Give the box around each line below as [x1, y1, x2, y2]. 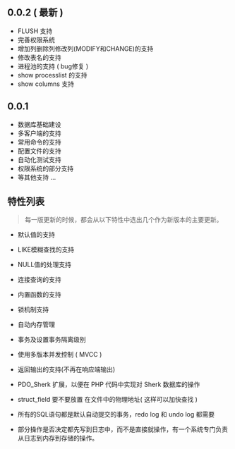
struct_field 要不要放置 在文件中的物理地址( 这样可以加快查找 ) [17, 395, 198, 404]
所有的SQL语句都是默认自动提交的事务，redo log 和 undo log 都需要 [17, 410, 215, 419]
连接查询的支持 [17, 276, 61, 284]
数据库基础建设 [17, 120, 61, 128]
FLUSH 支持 [17, 27, 53, 35]
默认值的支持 [17, 230, 55, 239]
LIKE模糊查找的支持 [17, 245, 75, 254]
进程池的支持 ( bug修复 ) [17, 62, 89, 70]
